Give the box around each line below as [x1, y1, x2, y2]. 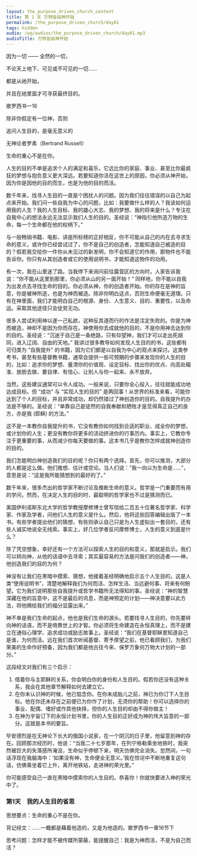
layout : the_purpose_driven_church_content [6, 8, 114, 15]
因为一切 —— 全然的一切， [6, 53, 71, 59]
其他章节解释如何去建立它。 [40, 683, 107, 690]
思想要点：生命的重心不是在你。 [6, 812, 83, 819]
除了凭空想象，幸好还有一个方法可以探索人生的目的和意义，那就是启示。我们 [6, 545, 191, 553]
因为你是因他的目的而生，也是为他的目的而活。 [6, 179, 119, 186]
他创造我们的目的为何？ [6, 560, 63, 567]
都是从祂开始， [6, 77, 42, 84]
